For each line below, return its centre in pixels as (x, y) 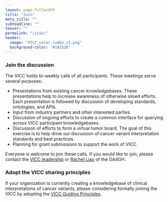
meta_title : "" (21, 19)
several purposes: (24, 81)
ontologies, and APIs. (34, 107)
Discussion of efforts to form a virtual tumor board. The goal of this (82, 128)
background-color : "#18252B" (40, 47)
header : (13, 38)
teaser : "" (17, 29)
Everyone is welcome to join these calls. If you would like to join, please (79, 154)
